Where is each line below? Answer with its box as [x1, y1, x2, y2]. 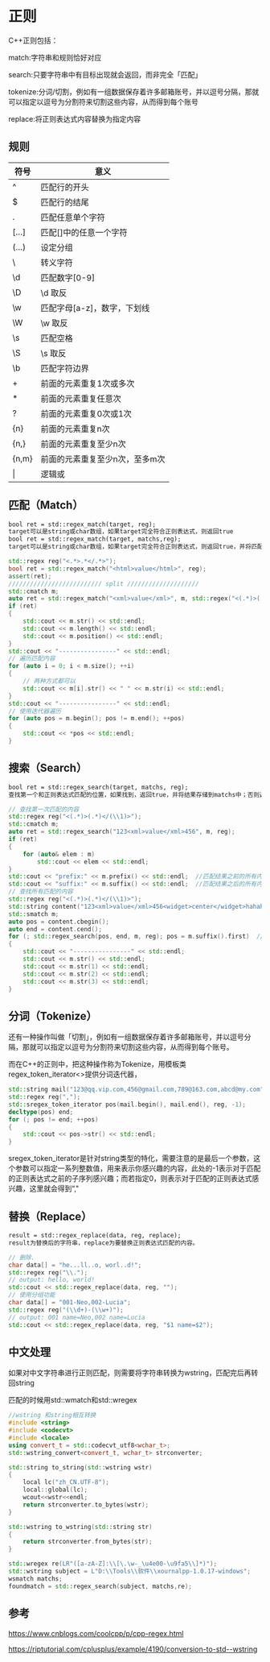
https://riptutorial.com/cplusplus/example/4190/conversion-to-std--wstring [8, 1644, 258, 1654]
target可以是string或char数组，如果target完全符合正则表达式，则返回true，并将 [8, 543, 252, 551]
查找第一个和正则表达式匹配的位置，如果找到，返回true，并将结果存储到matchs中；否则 [8, 790, 260, 798]
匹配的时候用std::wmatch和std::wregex [8, 1395, 137, 1405]
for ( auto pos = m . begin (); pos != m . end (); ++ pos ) [8, 715, 185, 723]
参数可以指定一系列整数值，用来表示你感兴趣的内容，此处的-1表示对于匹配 [14, 1163, 261, 1173]
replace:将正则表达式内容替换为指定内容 [8, 114, 141, 123]
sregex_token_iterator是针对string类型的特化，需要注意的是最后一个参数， [8, 1154, 254, 1163]
